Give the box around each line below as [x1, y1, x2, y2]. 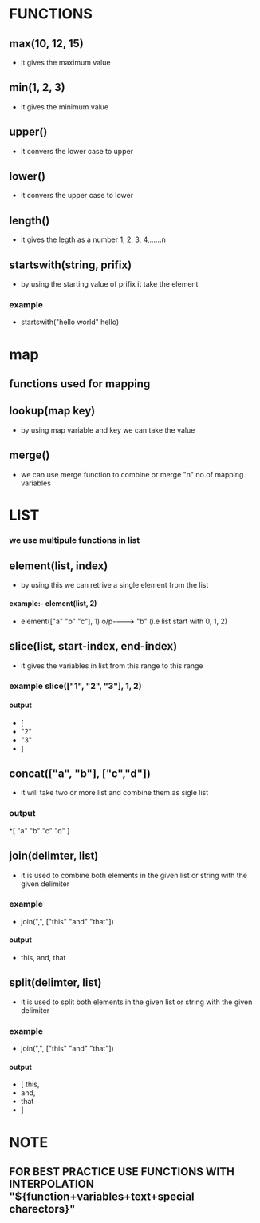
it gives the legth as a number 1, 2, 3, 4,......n [20, 235, 166, 244]
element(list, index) [9, 560, 108, 573]
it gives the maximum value [20, 57, 111, 67]
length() [9, 213, 50, 228]
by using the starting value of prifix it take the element [20, 279, 199, 289]
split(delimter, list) [9, 976, 102, 990]
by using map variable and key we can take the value [20, 425, 195, 435]
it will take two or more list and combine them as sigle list [20, 788, 209, 798]
